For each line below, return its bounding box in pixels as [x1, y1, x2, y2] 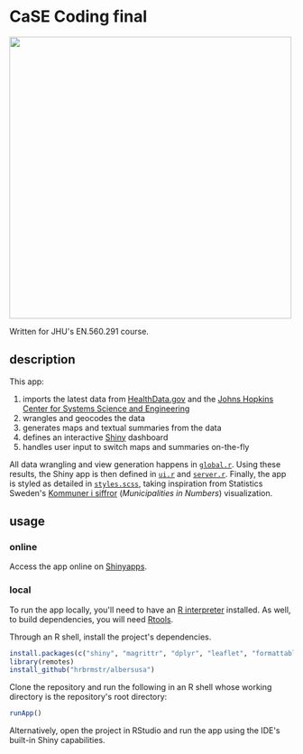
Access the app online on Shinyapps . [9, 561, 147, 572]
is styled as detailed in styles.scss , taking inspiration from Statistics [9, 478, 263, 489]
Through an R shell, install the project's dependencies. [9, 631, 212, 642]
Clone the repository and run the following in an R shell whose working [9, 682, 272, 693]
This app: [9, 376, 45, 387]
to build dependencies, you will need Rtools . [9, 613, 174, 624]
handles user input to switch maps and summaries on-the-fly [22, 441, 250, 452]
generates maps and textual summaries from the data [22, 422, 223, 433]
